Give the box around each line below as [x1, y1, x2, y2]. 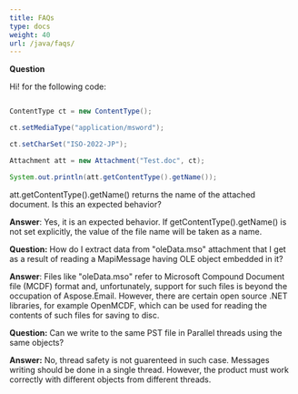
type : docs [9, 22, 51, 31]
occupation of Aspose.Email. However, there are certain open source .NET [9, 290, 288, 301]
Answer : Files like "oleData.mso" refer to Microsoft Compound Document [9, 270, 285, 282]
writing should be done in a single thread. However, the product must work [9, 364, 289, 375]
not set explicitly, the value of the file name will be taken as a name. [9, 226, 263, 237]
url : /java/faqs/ [9, 38, 75, 48]
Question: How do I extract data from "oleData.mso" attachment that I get [9, 243, 286, 255]
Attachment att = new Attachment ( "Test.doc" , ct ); [9, 156, 205, 165]
